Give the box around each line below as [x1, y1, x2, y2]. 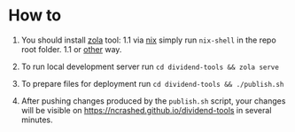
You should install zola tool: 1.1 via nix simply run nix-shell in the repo [20, 35, 276, 45]
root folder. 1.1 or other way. [20, 43, 122, 54]
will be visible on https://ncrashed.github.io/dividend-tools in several [20, 105, 272, 115]
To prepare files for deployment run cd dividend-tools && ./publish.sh [20, 78, 284, 89]
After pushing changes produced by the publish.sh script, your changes [20, 95, 286, 106]
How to [8, 5, 62, 26]
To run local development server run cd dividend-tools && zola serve [20, 61, 280, 72]
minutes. [20, 114, 54, 125]
